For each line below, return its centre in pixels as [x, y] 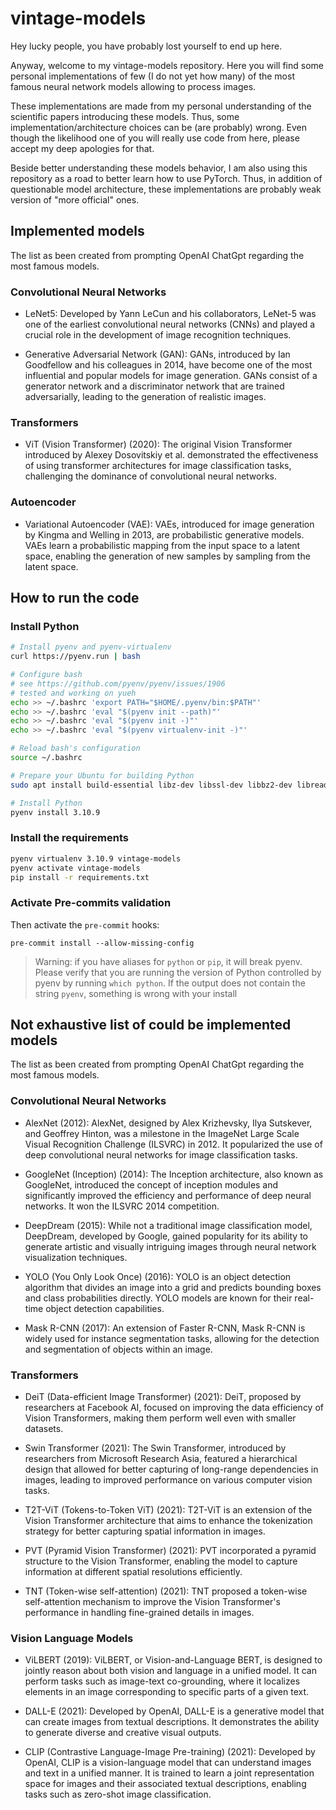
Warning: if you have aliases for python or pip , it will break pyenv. [168, 961]
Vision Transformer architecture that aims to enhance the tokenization [168, 1521]
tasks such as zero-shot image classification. [118, 1794]
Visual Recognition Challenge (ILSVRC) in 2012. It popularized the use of [173, 1144]
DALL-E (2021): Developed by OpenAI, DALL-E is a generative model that [174, 1711]
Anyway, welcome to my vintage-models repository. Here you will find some [167, 65]
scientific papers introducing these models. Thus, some [125, 116]
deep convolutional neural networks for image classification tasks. [161, 1154]
